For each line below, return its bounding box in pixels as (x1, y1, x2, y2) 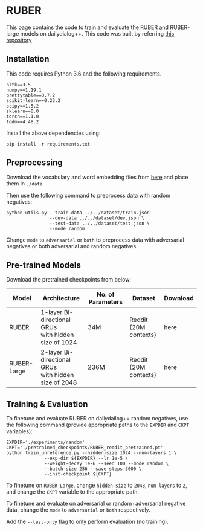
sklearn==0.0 (6, 108, 39, 114)
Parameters (88, 298, 123, 306)
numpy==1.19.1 (6, 87, 42, 93)
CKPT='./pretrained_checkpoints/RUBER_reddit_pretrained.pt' (6, 445, 164, 451)
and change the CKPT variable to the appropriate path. (6, 488, 140, 495)
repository (6, 36, 32, 43)
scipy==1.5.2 (6, 103, 39, 109)
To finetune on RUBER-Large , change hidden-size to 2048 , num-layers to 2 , (6, 481, 187, 489)
